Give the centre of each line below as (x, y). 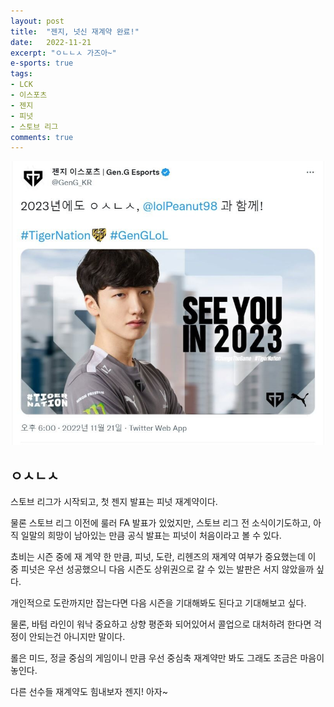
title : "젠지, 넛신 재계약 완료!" (75, 31)
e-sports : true (42, 63)
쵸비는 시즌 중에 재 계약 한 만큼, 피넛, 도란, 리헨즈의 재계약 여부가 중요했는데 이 (163, 557)
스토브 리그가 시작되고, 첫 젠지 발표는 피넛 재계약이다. (114, 502)
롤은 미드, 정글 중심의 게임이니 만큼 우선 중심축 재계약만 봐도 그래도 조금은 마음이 (167, 658)
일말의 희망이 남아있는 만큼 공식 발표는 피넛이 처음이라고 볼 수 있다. (151, 536)
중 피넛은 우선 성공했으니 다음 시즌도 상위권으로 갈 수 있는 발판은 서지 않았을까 (162, 569)
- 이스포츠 (29, 95)
